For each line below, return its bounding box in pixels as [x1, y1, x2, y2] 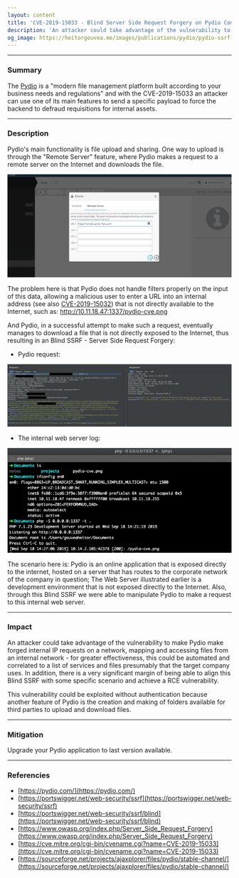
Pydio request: [17, 349, 60, 358]
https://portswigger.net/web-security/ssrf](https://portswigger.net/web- [20, 794, 232, 802]
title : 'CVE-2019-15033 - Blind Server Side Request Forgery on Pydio [7, 19, 221, 26]
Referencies [7, 770, 51, 780]
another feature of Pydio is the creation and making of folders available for [7, 698, 225, 706]
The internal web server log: [17, 434, 101, 442]
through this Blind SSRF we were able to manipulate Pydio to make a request [7, 590, 231, 598]
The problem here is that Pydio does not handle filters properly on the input [7, 284, 228, 292]
